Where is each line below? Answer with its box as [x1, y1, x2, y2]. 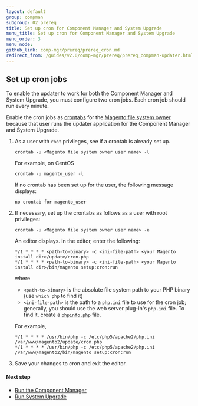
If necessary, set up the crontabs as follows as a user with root [14, 209, 167, 217]
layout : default [6, 8, 46, 15]
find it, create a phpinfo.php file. [23, 311, 101, 319]
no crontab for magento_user [14, 199, 87, 205]
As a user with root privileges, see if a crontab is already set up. [14, 138, 171, 145]
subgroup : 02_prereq [6, 19, 57, 25]
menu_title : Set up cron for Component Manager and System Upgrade [6, 31, 176, 37]
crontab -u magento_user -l [14, 171, 84, 177]
